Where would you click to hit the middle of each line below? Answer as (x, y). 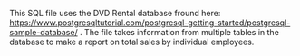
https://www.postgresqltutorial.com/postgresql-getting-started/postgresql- (150, 23)
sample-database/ (44, 32)
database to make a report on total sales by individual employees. (132, 42)
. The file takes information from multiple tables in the (179, 32)
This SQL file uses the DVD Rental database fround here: (115, 13)
